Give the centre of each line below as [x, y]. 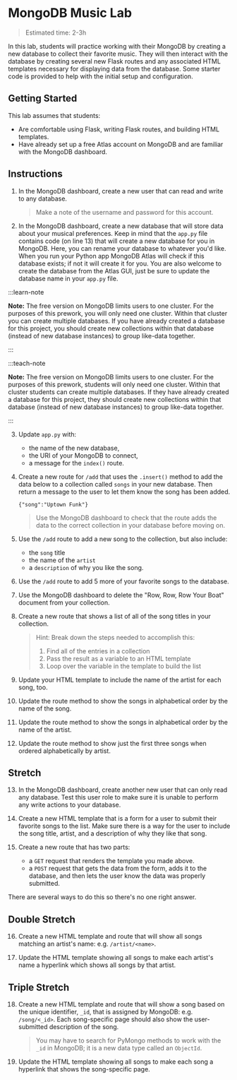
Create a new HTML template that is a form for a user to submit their [117, 819]
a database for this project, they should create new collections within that [115, 399]
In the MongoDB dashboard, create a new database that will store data [121, 226]
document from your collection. [64, 603]
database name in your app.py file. [68, 278]
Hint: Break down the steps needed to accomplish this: [115, 637]
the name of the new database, [74, 448]
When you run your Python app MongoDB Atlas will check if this [111, 256]
